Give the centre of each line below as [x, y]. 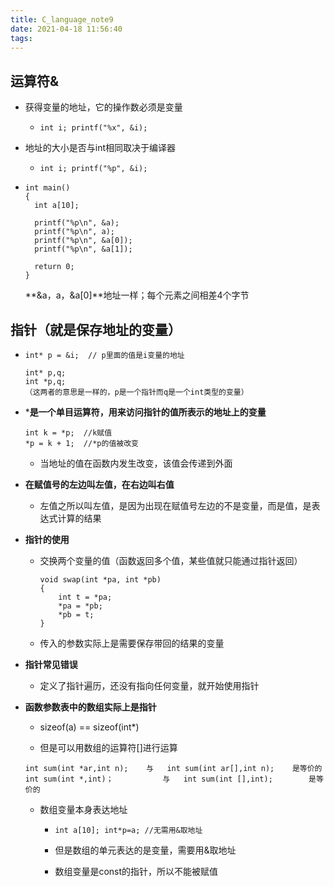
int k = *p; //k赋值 [68, 433]
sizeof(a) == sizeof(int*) [89, 727]
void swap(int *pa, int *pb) [100, 580]
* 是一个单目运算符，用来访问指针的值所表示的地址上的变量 [145, 412]
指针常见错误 [51, 664]
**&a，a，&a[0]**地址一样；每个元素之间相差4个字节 [137, 295]
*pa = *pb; [80, 606]
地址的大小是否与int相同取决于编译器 [100, 148]
